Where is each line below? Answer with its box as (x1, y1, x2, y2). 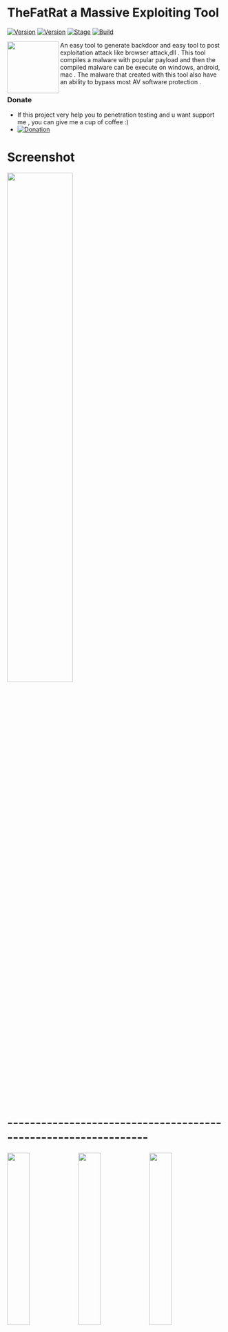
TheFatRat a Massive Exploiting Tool (7, 5, 219, 21)
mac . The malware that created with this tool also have (60, 70, 217, 79)
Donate (7, 95, 32, 104)
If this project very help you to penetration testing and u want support (17, 110, 215, 119)
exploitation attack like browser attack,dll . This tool (60, 48, 206, 57)
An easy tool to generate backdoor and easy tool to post (60, 41, 220, 49)
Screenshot (7, 150, 75, 165)
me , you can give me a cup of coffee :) (17, 118, 129, 126)
